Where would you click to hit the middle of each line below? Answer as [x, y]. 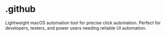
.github [20, 9]
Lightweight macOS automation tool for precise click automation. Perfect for [83, 23]
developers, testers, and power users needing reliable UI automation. [76, 28]
